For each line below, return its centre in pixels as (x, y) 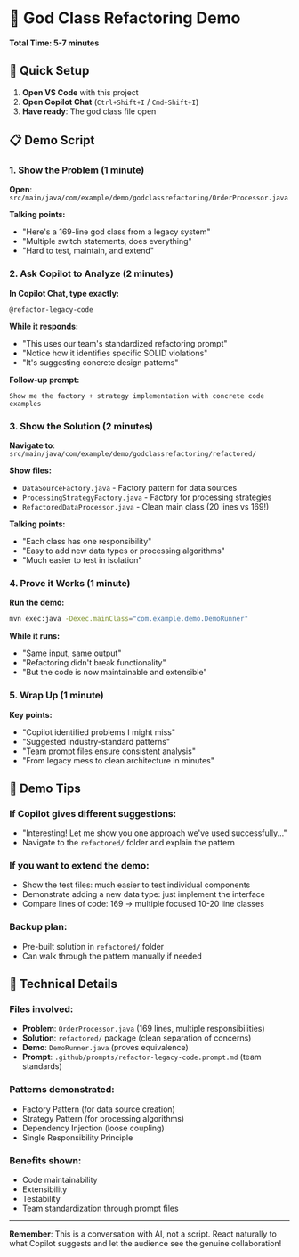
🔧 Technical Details (64, 984)
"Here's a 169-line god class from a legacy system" (116, 232)
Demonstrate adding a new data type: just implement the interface (143, 894)
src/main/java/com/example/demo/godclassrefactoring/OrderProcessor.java (149, 198)
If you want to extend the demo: (79, 866)
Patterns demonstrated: (62, 1090)
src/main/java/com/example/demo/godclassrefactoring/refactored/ (133, 454)
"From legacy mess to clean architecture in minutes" (118, 760)
